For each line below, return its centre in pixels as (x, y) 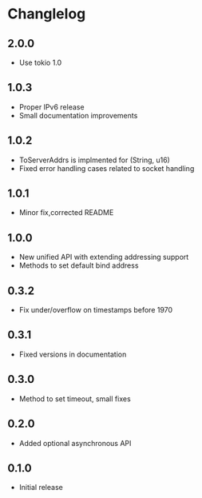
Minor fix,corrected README (66, 213)
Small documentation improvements (78, 115)
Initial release (41, 488)
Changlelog (47, 14)
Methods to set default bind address (79, 265)
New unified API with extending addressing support (104, 257)
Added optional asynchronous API (75, 443)
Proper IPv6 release (51, 107)
